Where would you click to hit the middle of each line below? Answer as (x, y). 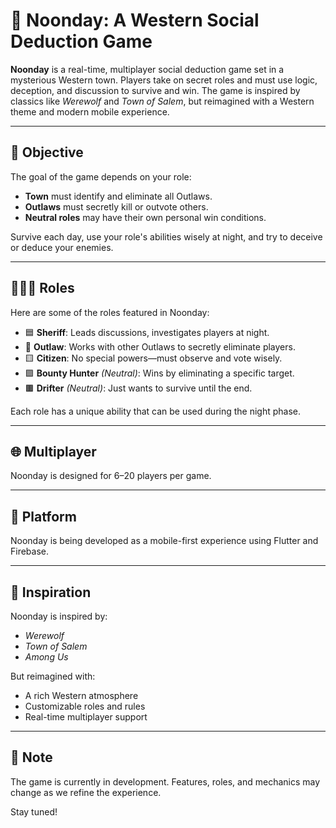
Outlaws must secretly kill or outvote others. (116, 206)
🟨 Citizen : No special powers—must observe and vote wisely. (153, 358)
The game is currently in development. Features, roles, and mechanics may (165, 781)
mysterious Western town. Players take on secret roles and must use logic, (164, 80)
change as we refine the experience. (86, 792)
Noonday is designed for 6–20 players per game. (111, 476)
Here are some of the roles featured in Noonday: (110, 312)
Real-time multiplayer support (86, 717)
